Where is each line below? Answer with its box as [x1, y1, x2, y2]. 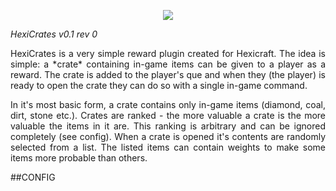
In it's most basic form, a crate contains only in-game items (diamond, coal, [10, 99, 326, 110]
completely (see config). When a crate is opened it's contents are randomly [10, 131, 326, 142]
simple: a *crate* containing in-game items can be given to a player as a [10, 58, 326, 70]
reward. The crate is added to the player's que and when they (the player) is [10, 69, 326, 80]
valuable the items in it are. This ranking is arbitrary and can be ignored [10, 120, 326, 132]
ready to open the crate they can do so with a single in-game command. [10, 80, 308, 91]
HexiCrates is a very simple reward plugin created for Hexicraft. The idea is [10, 48, 326, 59]
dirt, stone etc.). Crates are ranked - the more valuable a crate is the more [10, 110, 326, 121]
